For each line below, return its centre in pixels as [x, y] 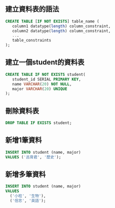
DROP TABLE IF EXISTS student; [39, 123]
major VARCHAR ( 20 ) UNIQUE [40, 89]
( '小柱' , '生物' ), [28, 196]
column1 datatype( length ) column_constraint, [61, 26]
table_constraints [32, 40]
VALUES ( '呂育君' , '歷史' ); [33, 157]
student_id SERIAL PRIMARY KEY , [47, 79]
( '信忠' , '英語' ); [28, 201]
